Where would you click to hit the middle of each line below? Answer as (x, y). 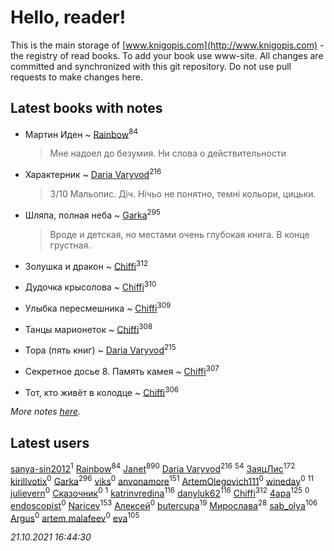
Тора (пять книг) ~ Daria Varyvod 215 (100, 349)
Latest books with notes (86, 108)
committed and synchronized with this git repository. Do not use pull (151, 66)
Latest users (50, 442)
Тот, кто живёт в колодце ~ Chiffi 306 (102, 391)
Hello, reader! (68, 17)
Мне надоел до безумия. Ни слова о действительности (168, 153)
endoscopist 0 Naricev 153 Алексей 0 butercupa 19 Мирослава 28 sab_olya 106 (164, 504)
